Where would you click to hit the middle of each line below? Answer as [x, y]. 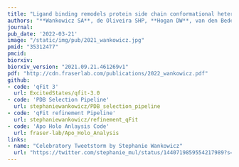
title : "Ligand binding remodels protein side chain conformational [111, 14]
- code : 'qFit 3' [33, 87]
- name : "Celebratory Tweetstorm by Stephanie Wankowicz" [95, 146]
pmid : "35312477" [33, 47]
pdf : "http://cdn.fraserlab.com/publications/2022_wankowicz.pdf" [108, 73]
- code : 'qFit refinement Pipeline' [62, 113]
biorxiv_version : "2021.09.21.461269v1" [68, 67]
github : [19, 80]
